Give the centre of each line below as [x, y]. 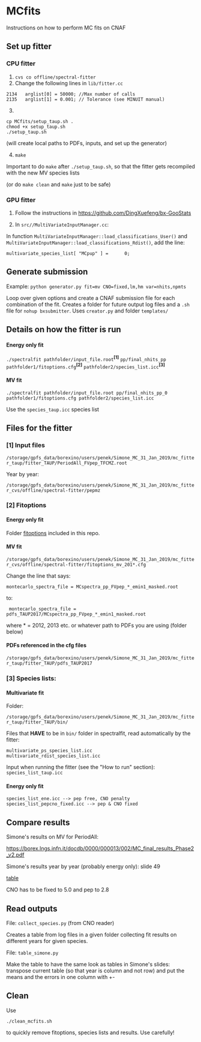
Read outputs [32, 909]
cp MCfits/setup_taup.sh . [40, 121]
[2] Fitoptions [26, 505]
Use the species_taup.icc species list [53, 409]
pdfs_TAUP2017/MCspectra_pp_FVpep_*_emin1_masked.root [76, 614]
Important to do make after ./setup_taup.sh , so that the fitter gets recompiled [101, 166]
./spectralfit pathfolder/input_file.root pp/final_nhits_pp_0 [87, 393]
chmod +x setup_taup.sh [36, 127]
